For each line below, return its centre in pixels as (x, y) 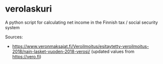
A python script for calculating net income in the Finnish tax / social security (81, 22)
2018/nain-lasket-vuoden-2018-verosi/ (51, 51)
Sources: (14, 37)
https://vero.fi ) (27, 56)
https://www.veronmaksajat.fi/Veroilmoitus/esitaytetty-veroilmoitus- (81, 46)
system (12, 27)
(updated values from (113, 51)
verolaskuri (29, 9)
